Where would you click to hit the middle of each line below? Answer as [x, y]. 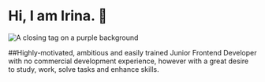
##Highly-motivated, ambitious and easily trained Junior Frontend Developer [133, 52]
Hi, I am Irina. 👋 [58, 16]
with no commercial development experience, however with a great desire [129, 61]
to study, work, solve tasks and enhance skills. [84, 69]
